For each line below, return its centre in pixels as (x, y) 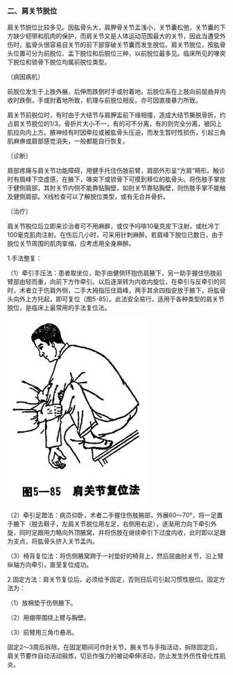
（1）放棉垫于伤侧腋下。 (42, 603)
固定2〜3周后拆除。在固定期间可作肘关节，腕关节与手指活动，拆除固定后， (114, 647)
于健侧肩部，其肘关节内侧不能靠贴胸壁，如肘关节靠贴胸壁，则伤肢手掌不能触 (116, 188)
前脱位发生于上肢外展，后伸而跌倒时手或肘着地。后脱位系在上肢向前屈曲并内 (116, 92)
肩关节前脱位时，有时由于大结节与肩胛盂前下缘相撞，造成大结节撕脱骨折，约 (116, 115)
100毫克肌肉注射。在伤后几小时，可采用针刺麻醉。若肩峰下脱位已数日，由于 (115, 235)
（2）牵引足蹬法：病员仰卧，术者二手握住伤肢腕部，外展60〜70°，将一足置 (115, 515)
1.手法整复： (25, 258)
